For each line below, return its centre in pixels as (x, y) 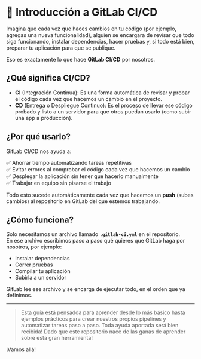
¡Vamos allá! (21, 349)
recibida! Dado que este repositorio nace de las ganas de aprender (103, 332)
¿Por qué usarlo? (38, 137)
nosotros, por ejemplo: (34, 247)
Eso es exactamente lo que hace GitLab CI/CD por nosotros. (81, 59)
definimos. (19, 296)
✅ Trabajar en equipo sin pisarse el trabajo (59, 183)
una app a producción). (44, 118)
